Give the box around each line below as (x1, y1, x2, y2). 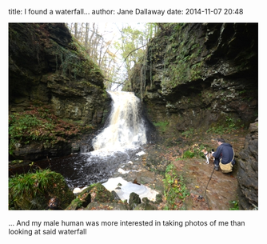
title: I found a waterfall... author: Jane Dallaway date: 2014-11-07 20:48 (8, 7, 244, 16)
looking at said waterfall (8, 227, 87, 236)
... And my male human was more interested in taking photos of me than (8, 218, 245, 227)
